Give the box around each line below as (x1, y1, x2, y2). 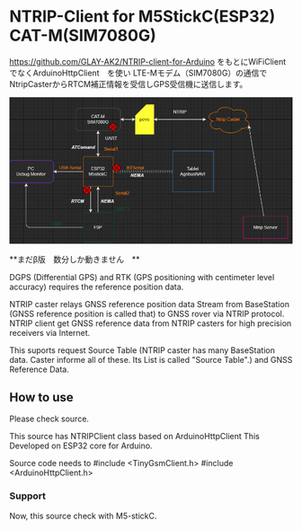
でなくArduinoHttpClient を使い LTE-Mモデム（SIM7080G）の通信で (9, 67, 268, 78)
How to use (9, 390, 74, 405)
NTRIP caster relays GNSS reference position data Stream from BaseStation (9, 298, 290, 309)
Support (9, 490, 47, 502)
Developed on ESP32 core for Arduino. (9, 440, 153, 451)
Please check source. (9, 413, 90, 424)
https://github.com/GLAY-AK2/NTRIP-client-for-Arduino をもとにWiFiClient (9, 56, 286, 66)
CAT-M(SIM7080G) (9, 25, 157, 46)
